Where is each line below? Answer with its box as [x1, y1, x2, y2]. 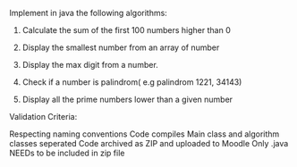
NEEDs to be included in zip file [9, 147, 125, 158]
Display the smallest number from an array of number [21, 42, 220, 53]
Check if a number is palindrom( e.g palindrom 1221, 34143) [21, 77, 242, 88]
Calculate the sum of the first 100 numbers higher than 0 [21, 25, 231, 35]
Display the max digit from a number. [21, 60, 158, 70]
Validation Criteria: [9, 112, 78, 121]
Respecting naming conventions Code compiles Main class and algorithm [9, 129, 280, 139]
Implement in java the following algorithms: [9, 8, 167, 18]
